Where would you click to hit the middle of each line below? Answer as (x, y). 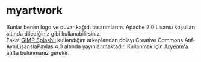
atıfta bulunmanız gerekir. (38, 52)
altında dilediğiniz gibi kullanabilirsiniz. (54, 33)
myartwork (35, 11)
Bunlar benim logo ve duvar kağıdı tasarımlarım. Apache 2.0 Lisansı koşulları (101, 27)
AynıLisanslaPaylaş (30, 46)
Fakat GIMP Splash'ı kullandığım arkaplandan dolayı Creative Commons (95, 40)
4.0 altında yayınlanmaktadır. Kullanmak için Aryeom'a (121, 46)
